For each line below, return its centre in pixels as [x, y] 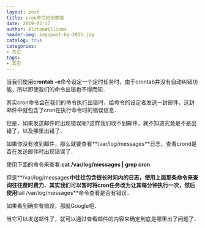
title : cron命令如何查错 [35, 18]
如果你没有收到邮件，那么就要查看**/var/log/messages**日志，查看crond [99, 143]
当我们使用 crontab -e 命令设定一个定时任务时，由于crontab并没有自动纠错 [99, 82]
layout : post [23, 12]
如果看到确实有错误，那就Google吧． [53, 205]
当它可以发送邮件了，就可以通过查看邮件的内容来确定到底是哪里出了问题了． [103, 219]
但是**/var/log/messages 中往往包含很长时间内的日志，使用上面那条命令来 [100, 177]
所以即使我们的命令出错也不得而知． [62, 89]
